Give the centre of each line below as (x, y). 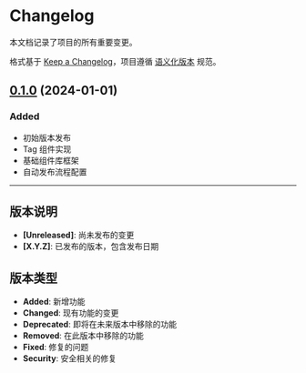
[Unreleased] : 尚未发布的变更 (78, 235)
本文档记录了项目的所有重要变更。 (73, 42)
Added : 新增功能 (54, 302)
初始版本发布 (46, 137)
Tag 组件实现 (47, 149)
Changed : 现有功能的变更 (71, 313)
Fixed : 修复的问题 (56, 348)
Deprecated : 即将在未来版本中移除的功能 (100, 325)
